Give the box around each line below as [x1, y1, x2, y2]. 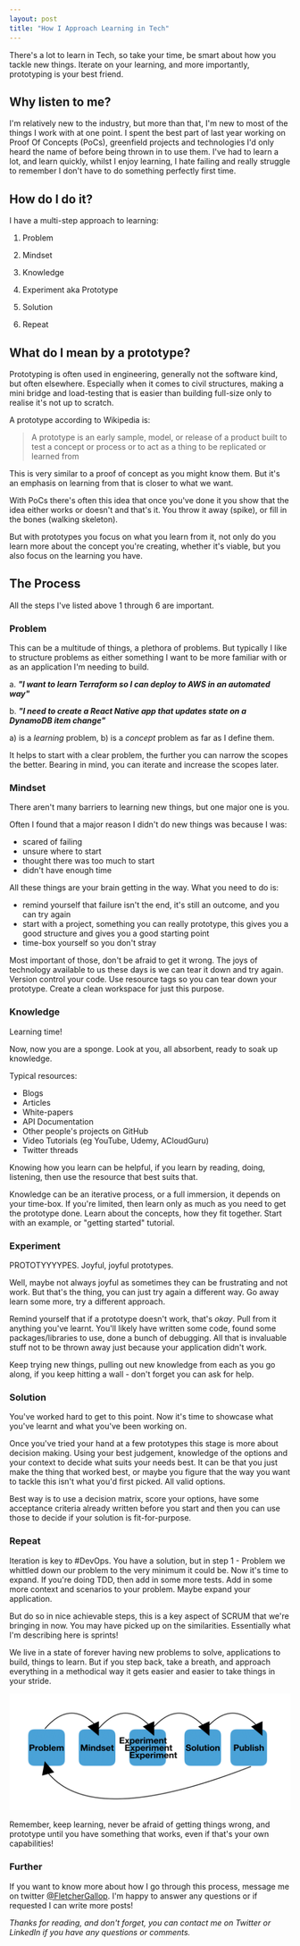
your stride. [9, 1675, 52, 1686]
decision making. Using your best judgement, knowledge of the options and [9, 1448, 288, 1459]
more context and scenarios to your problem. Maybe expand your [9, 1583, 251, 1595]
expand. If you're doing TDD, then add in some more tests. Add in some [9, 1574, 273, 1585]
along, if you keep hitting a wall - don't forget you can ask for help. [9, 1369, 254, 1379]
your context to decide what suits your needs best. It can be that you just [9, 1457, 279, 1468]
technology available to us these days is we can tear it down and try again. [9, 965, 284, 975]
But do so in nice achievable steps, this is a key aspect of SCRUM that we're [9, 1610, 290, 1622]
